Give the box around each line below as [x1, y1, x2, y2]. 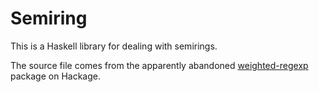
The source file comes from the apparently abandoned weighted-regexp [10, 59, 309, 71]
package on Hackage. [10, 70, 101, 82]
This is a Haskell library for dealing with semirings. [10, 40, 218, 52]
